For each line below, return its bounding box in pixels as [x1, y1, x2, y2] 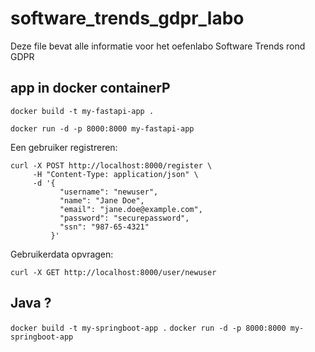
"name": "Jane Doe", [59, 195, 145, 206]
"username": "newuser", [59, 187, 159, 197]
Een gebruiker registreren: [10, 141, 118, 153]
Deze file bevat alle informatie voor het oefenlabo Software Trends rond [10, 40, 306, 52]
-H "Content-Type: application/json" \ [32, 169, 199, 179]
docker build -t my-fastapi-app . [10, 106, 155, 116]
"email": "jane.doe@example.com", [59, 204, 203, 214]
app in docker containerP [10, 80, 171, 97]
